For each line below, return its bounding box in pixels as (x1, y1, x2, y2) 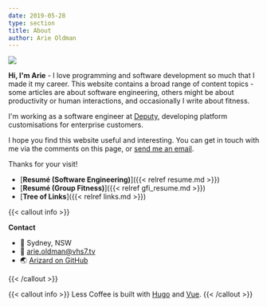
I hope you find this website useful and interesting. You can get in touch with (8, 136, 260, 145)
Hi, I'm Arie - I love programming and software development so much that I (8, 71, 255, 81)
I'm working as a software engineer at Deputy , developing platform (8, 112, 228, 121)
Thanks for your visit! (8, 159, 78, 169)
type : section (8, 19, 56, 27)
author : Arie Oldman (8, 33, 77, 42)
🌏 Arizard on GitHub (19, 256, 88, 266)
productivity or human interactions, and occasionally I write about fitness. (8, 96, 250, 106)
